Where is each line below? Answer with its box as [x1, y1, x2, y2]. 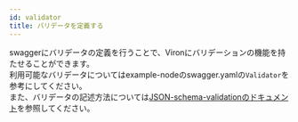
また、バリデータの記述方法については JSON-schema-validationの [9, 91, 250, 102]
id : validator [9, 12, 62, 22]
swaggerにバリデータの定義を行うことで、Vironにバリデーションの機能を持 [9, 46, 286, 58]
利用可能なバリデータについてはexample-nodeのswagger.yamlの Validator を [9, 69, 290, 80]
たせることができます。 [9, 58, 95, 69]
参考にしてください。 [9, 80, 87, 91]
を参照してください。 [17, 102, 95, 113]
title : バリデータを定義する [9, 21, 104, 30]
